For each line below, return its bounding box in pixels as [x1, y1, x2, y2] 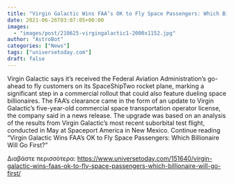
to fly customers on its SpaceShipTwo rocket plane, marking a [26, 81, 204, 90]
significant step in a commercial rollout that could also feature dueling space [7, 89, 226, 97]
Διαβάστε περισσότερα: [7, 154, 76, 162]
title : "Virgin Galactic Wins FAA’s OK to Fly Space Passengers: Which [7, 10, 219, 17]
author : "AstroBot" [7, 36, 64, 43]
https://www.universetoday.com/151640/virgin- [77, 154, 212, 162]
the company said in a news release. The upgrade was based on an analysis [7, 111, 226, 119]
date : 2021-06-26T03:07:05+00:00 [7, 17, 104, 24]
